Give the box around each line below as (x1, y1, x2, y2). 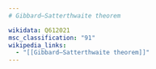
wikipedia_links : (8, 41, 67, 49)
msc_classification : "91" (8, 34, 95, 42)
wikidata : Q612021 (8, 26, 70, 34)
